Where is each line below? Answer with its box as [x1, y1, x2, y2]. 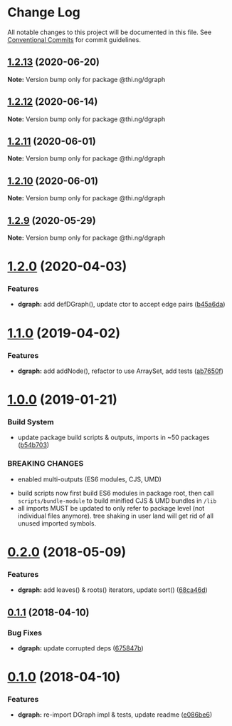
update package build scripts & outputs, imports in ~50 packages [17, 433, 210, 442]
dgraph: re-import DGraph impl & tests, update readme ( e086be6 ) [17, 710, 213, 719]
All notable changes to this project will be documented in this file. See [7, 28, 212, 36]
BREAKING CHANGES [7, 459, 84, 469]
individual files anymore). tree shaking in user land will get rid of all [17, 511, 213, 520]
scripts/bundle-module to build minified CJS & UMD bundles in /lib [17, 496, 217, 505]
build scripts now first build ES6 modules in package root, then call [17, 489, 214, 497]
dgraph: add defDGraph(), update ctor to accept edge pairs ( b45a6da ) [17, 300, 226, 309]
